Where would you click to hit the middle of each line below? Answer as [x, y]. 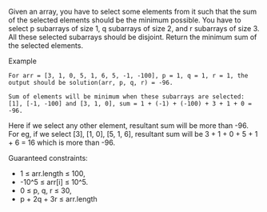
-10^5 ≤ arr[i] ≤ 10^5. [54, 182]
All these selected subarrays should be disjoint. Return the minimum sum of [133, 37]
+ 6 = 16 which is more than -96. [62, 142]
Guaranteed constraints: [48, 158]
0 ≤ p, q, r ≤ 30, [46, 190]
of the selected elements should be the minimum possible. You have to [125, 20]
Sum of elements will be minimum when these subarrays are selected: [127, 97]
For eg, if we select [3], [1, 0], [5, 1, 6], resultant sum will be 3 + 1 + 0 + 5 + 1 [133, 134]
